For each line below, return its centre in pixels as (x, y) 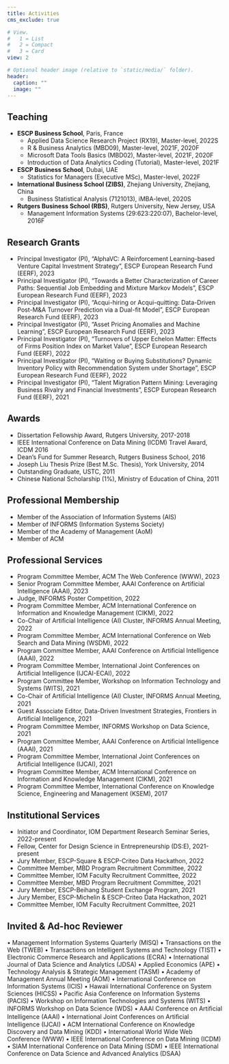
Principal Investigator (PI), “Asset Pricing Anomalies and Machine (108, 324)
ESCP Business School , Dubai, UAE (67, 170)
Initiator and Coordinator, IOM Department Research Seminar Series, (113, 832)
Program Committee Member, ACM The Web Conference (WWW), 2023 (118, 577)
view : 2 (18, 58)
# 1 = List (26, 38)
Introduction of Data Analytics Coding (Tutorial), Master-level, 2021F (123, 162)
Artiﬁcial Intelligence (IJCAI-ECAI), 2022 (73, 673)
